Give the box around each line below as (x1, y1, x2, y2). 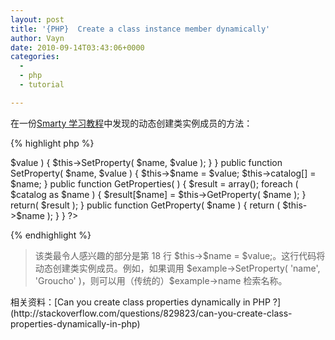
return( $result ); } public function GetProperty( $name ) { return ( (10, 199, 281, 211)
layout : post (10, 14, 65, 25)
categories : (10, 52, 60, 62)
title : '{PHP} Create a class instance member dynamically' (10, 24, 271, 34)
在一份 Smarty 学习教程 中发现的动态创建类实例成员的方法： (10, 117, 253, 129)
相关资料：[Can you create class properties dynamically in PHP (10, 296, 271, 308)
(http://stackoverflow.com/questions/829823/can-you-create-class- (10, 307, 293, 319)
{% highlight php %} (10, 137, 95, 149)
